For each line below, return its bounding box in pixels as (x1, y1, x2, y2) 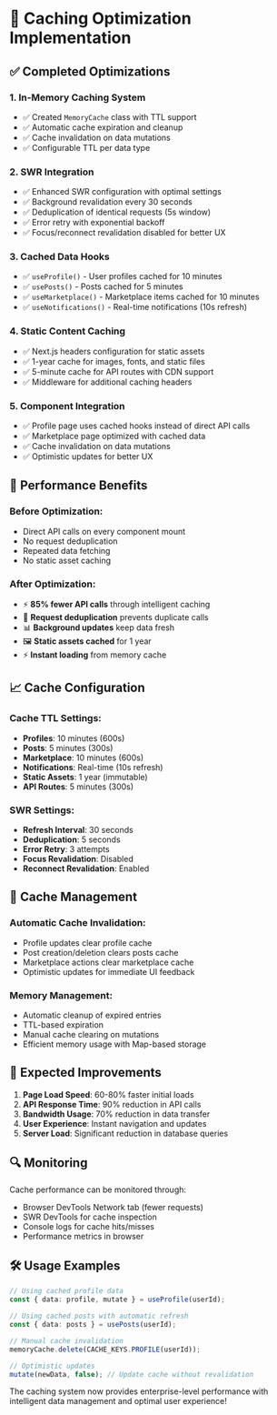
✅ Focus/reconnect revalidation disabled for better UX (22, 227, 226, 238)
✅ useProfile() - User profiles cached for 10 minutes (22, 271, 223, 282)
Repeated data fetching (22, 545, 111, 556)
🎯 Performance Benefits (9, 477, 148, 494)
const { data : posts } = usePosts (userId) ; (9, 1320, 177, 1330)
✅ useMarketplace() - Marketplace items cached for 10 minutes (22, 291, 261, 303)
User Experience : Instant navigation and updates (22, 1118, 207, 1129)
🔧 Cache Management (9, 889, 138, 905)
